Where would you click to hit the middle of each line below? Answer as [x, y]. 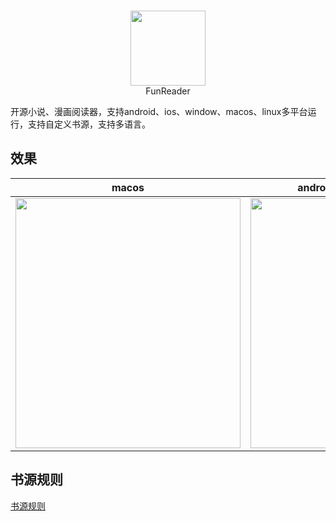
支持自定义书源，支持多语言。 [89, 124]
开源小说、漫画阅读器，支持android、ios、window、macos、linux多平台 [159, 111]
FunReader [168, 91]
